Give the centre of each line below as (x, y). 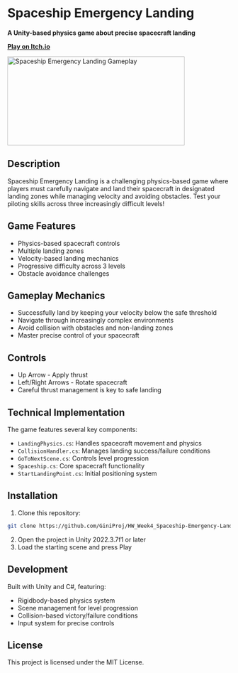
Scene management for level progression (78, 608)
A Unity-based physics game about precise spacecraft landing (102, 33)
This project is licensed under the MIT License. (76, 662)
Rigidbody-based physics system (66, 600)
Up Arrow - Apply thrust (53, 375)
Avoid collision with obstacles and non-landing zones (95, 328)
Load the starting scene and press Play (75, 547)
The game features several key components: (73, 429)
